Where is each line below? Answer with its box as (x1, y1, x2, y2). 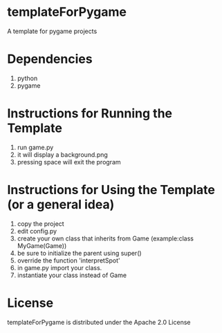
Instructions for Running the (7, 106, 173, 122)
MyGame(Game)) (17, 241, 67, 249)
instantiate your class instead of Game (17, 271, 127, 279)
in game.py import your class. (17, 263, 102, 272)
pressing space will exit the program (17, 158, 121, 166)
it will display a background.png (17, 150, 109, 159)
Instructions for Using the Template (7, 182, 216, 198)
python (17, 74, 38, 82)
